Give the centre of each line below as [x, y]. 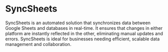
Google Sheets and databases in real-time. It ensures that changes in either [84, 28]
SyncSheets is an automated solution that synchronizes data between [78, 23]
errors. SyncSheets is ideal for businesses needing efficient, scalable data [82, 39]
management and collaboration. [38, 44]
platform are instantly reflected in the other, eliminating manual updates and [84, 33]
